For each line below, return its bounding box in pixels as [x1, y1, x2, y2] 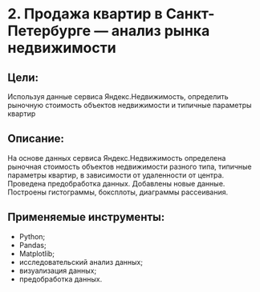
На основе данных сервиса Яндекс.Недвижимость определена [7, 153, 226, 162]
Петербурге [7, 22, 91, 40]
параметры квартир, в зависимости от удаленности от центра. [7, 170, 225, 180]
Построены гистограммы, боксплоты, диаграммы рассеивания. [7, 187, 229, 197]
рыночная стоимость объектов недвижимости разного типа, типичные [7, 162, 252, 171]
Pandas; [18, 240, 47, 250]
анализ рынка [111, 22, 210, 40]
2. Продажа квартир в [7, 5, 164, 23]
